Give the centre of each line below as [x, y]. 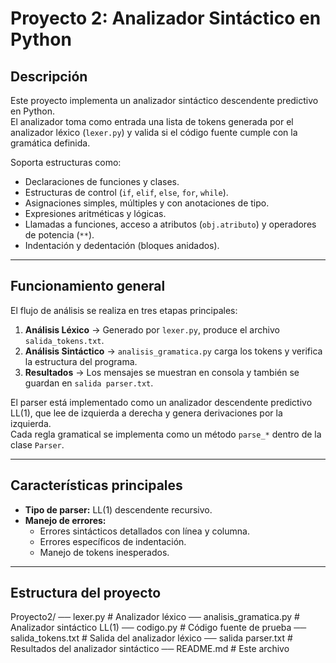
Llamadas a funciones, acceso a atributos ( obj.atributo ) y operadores [170, 224]
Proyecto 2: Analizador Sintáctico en [166, 18]
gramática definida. [50, 143]
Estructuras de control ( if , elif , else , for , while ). [126, 192]
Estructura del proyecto [86, 593]
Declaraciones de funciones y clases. [102, 181]
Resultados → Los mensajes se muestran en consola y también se [162, 372]
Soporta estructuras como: [66, 162]
